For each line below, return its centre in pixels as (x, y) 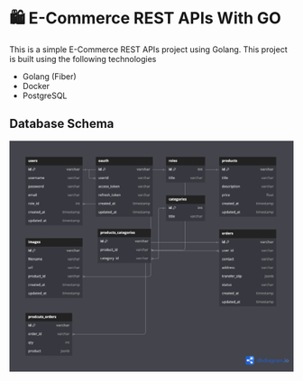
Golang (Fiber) (49, 76)
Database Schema (62, 124)
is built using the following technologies (83, 59)
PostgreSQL (45, 95)
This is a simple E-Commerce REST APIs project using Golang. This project (148, 49)
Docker (36, 86)
